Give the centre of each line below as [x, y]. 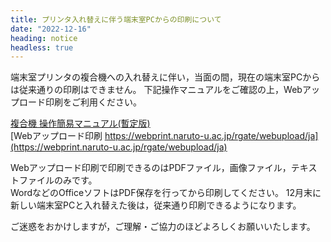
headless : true [42, 47]
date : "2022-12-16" [51, 29]
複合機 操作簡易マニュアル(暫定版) [80, 123]
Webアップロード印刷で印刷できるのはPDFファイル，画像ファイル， [151, 168]
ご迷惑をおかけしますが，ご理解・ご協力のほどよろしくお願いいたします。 [163, 227]
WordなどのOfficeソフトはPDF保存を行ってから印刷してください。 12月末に [166, 193]
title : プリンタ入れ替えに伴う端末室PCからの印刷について [116, 19]
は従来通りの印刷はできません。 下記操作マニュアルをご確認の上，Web [156, 90]
